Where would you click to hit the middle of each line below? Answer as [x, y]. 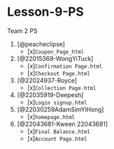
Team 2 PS [22, 31]
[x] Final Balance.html [59, 131]
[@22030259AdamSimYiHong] [60, 109]
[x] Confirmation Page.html [65, 66]
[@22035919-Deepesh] [50, 95]
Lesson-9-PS [45, 12]
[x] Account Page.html [57, 138]
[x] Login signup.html [57, 102]
